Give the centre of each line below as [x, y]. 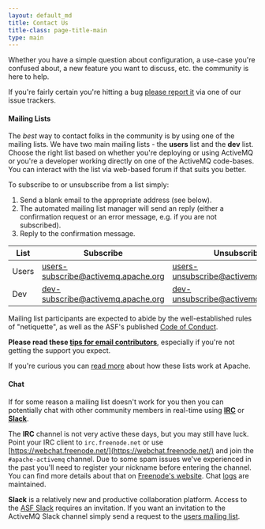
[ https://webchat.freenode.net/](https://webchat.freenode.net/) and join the [131, 450]
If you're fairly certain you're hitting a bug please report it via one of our [125, 92]
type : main [26, 38]
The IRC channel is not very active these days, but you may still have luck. [129, 433]
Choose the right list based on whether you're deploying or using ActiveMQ [131, 153]
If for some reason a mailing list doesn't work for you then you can [116, 401]
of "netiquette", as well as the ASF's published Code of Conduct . [113, 327]
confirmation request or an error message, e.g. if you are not [118, 217]
